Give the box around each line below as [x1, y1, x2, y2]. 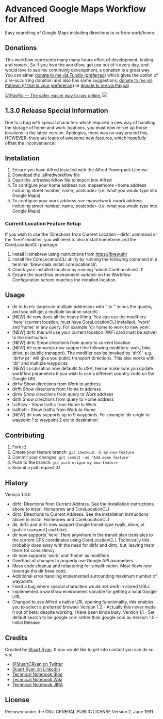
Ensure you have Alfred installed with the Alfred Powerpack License [12, 167, 148, 173]
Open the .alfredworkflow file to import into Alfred [12, 177, 112, 183]
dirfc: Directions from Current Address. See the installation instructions [12, 501, 154, 507]
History [5, 479, 28, 487]
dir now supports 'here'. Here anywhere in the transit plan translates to [12, 532, 153, 538]
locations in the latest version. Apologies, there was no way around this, [5, 130, 149, 135]
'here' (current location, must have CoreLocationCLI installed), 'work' [12, 319, 150, 325]
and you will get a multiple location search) [12, 309, 98, 315]
